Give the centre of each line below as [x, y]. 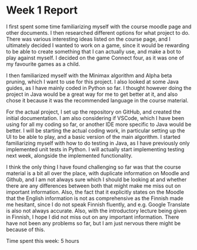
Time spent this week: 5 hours [43, 241]
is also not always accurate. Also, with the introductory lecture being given [96, 211]
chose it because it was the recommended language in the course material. [97, 100]
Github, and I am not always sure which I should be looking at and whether [96, 179]
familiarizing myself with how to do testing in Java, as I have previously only [98, 143]
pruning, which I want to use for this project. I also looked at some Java [93, 81]
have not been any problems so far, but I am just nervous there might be [94, 223]
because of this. [26, 229]
